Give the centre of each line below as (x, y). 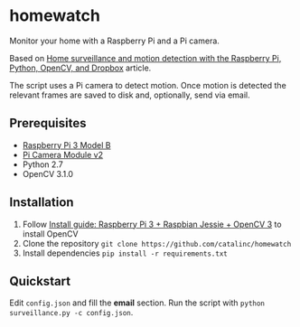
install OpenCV (50, 234)
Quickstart (40, 281)
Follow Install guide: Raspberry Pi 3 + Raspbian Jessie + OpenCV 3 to (152, 224)
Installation (42, 203)
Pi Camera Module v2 (63, 154)
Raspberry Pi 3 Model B (66, 145)
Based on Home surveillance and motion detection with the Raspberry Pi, (145, 58)
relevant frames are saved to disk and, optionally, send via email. (130, 95)
